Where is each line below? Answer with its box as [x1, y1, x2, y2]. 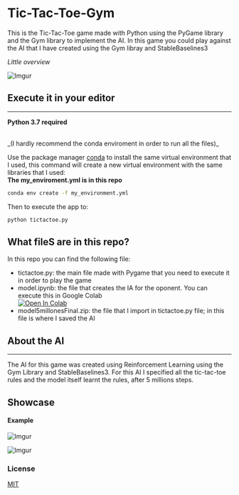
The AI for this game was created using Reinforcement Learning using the [7, 360, 224, 369]
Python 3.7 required [7, 118, 68, 126]
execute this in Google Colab [17, 291, 102, 300]
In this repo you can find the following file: [7, 255, 131, 263]
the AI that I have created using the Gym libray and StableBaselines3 [7, 44, 208, 52]
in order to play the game [17, 276, 92, 285]
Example [7, 416, 34, 425]
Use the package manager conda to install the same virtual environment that [7, 153, 232, 161]
